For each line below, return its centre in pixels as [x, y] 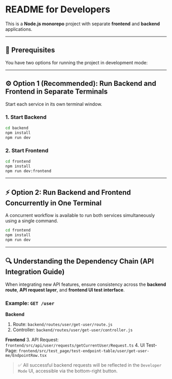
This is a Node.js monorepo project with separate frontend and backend [83, 24]
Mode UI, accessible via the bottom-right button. [68, 371]
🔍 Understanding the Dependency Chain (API [80, 261]
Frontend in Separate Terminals [57, 92]
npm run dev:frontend [28, 171]
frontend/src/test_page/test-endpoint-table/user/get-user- [84, 351]
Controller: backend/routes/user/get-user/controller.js [73, 330]
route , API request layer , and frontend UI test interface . [65, 290]
